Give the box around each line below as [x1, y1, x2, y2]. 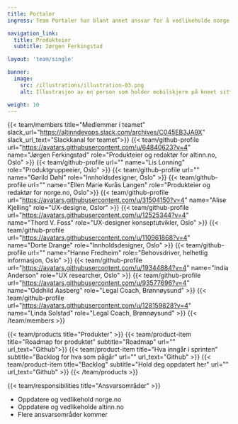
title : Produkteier [13, 36, 72, 43]
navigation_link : [7, 30, 59, 37]
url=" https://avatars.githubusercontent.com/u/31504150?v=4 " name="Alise [7, 196, 227, 204]
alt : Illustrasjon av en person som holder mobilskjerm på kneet [20, 88, 217, 96]
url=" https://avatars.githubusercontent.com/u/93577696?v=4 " [7, 279, 190, 287]
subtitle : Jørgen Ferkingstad [13, 43, 103, 50]
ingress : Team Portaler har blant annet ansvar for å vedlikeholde [7, 17, 211, 24]
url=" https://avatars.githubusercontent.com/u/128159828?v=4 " [7, 301, 192, 310]
